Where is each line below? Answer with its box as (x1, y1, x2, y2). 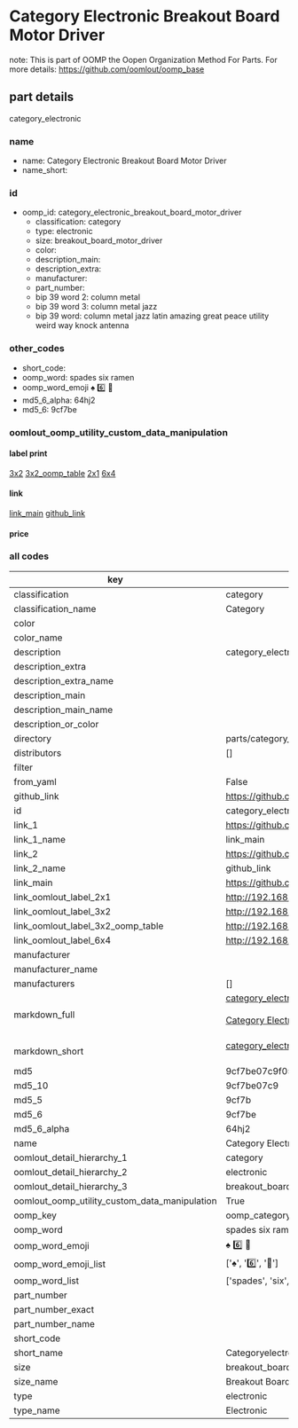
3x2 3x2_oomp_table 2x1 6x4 (9, 467, 116, 478)
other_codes (9, 342, 65, 355)
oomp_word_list (13, 1275, 80, 1287)
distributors (13, 747, 62, 759)
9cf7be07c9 (225, 1079, 279, 1092)
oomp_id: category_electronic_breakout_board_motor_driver (21, 207, 242, 218)
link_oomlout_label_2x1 (13, 891, 112, 903)
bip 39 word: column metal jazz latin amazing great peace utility (35, 310, 270, 321)
